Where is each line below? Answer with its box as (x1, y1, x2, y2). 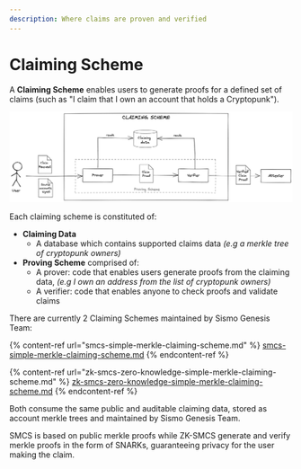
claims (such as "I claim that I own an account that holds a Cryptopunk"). (9, 93, 280, 104)
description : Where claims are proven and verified (9, 14, 207, 23)
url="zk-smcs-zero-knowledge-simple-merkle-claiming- (66, 367, 277, 377)
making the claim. (9, 449, 75, 460)
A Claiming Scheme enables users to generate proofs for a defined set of (9, 84, 283, 94)
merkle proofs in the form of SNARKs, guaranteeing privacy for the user (9, 439, 275, 450)
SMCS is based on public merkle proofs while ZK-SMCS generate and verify (9, 429, 291, 440)
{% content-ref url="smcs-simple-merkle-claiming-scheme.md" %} (9, 340, 261, 350)
